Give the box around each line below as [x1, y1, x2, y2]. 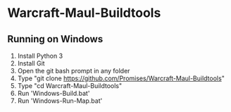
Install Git [17, 59, 45, 68]
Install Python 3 [17, 51, 63, 60]
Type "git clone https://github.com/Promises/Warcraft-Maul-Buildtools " [17, 74, 225, 82]
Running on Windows [7, 33, 104, 45]
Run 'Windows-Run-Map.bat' [17, 97, 103, 105]
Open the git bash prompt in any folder [17, 67, 130, 75]
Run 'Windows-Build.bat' [17, 89, 90, 97]
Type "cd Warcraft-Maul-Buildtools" [17, 82, 123, 89]
